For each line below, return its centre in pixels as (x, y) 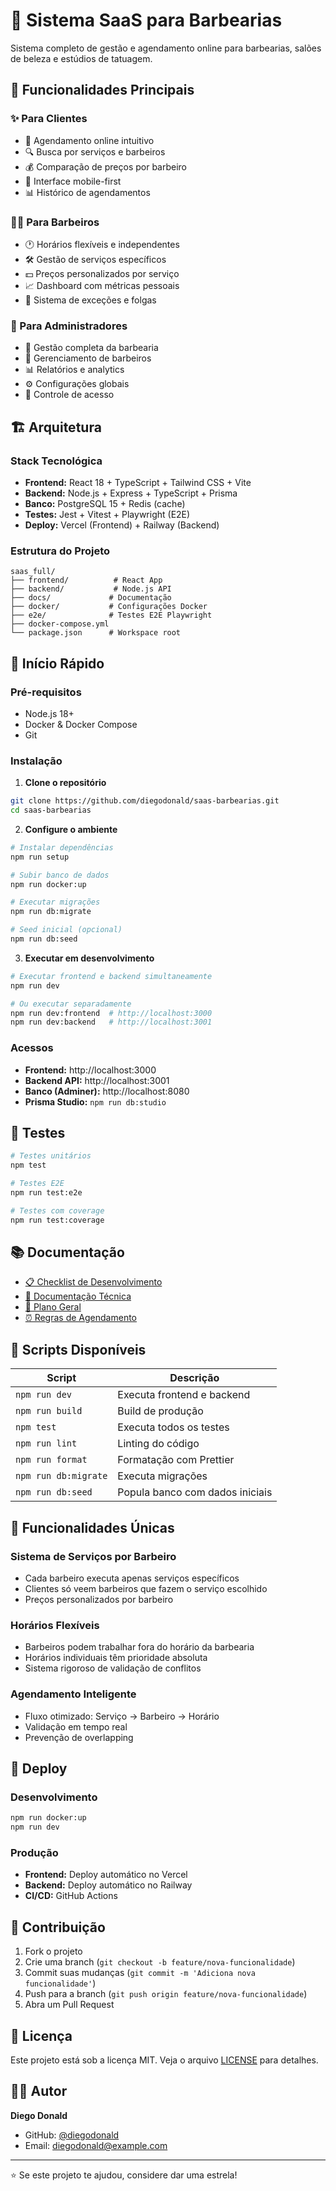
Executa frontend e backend (184, 1395)
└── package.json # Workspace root (96, 633)
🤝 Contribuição (58, 1927)
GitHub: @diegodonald (72, 2135)
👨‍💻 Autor (39, 2091)
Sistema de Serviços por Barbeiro (93, 1556)
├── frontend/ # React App (86, 580)
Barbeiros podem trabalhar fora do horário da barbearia (139, 1647)
